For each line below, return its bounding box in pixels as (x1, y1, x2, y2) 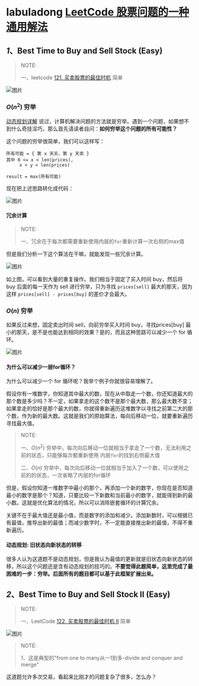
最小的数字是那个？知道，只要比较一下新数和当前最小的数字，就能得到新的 (6, 492, 188, 499)
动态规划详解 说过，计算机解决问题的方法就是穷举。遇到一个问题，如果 (6, 117, 179, 125)
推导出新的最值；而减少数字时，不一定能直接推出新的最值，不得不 (26, 519, 188, 527)
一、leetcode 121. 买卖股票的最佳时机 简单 (20, 74, 123, 81)
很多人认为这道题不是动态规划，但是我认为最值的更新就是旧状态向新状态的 (6, 556, 188, 563)
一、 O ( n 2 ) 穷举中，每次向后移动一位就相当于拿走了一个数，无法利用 (20, 443, 187, 451)
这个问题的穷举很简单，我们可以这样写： (6, 138, 105, 145)
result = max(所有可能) (6, 173, 61, 180)
